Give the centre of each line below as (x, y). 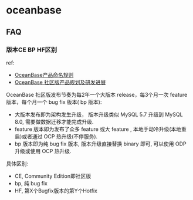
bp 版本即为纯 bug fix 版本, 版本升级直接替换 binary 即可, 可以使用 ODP (100, 144)
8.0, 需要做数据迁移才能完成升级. (54, 121)
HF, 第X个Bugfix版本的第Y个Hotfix (56, 191)
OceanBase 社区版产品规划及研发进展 (60, 82)
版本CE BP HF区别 (32, 49)
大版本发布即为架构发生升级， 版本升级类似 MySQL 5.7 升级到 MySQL (99, 114)
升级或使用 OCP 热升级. (43, 151)
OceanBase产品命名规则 (44, 74)
